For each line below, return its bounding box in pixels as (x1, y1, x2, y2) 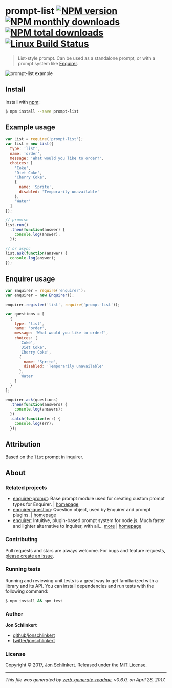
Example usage (5, 123, 55, 132)
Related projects (5, 484, 47, 491)
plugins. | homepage (12, 512, 56, 518)
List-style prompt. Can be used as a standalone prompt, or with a (17, 54, 155, 61)
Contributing (5, 536, 38, 543)
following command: (5, 588, 49, 594)
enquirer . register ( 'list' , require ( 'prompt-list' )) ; (5, 302, 120, 307)
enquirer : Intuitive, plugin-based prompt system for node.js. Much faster (12, 517, 165, 524)
